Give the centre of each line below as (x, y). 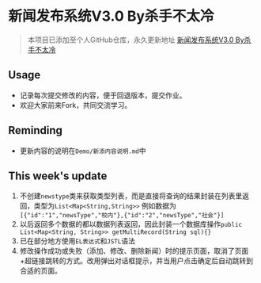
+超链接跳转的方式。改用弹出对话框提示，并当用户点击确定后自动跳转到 (136, 261)
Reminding (36, 130)
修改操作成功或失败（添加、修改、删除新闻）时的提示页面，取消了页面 (134, 251)
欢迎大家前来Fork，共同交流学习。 (76, 105)
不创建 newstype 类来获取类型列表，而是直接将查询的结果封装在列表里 (131, 196)
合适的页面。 (40, 271)
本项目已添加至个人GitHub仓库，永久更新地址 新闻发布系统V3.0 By (136, 40)
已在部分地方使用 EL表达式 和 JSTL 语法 (78, 241)
